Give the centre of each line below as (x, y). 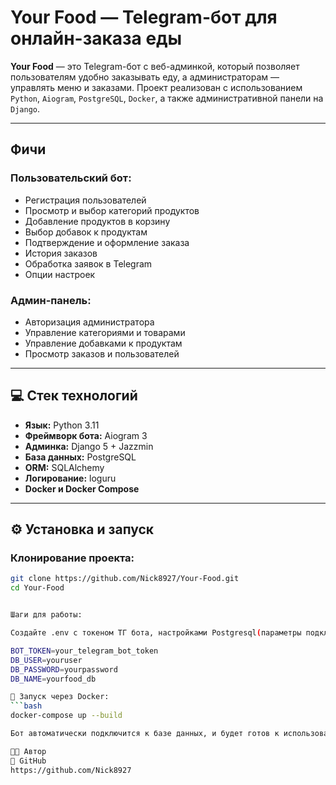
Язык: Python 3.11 (62, 425)
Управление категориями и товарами (105, 332)
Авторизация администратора (89, 322)
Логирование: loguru (70, 478)
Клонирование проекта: (72, 558)
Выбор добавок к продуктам (86, 232)
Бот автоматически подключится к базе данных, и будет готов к (145, 734)
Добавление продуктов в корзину (97, 221)
